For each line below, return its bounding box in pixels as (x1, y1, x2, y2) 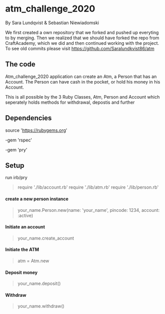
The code (5, 60, 36, 68)
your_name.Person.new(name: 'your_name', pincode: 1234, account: (17, 207, 160, 213)
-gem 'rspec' (5, 137, 32, 143)
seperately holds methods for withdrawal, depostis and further (5, 99, 135, 105)
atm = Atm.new (17, 258, 49, 264)
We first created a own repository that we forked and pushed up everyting (5, 29, 159, 35)
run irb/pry (5, 175, 28, 181)
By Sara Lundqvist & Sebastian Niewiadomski (5, 20, 100, 26)
